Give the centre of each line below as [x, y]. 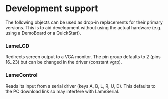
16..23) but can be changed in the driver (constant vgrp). [64, 62]
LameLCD [17, 46]
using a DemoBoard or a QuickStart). [43, 33]
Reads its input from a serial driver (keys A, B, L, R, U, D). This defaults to [80, 86]
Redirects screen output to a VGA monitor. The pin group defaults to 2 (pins [83, 57]
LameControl [21, 75]
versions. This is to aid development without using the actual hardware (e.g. [83, 27]
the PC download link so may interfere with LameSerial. [62, 91]
